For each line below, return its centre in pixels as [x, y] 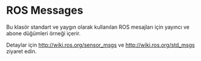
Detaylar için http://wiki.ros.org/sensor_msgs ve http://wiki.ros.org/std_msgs [100, 45]
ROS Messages [45, 10]
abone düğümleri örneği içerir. [43, 33]
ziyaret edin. [22, 51]
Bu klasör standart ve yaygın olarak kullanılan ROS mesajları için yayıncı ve [98, 27]
